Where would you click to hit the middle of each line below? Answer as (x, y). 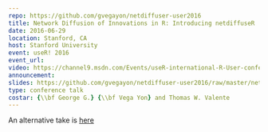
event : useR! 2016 (39, 53)
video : (19, 68)
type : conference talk (46, 90)
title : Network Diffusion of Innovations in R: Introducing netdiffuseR (132, 23)
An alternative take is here (51, 120)
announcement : (32, 75)
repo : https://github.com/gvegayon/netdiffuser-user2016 (105, 16)
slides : (21, 82)
